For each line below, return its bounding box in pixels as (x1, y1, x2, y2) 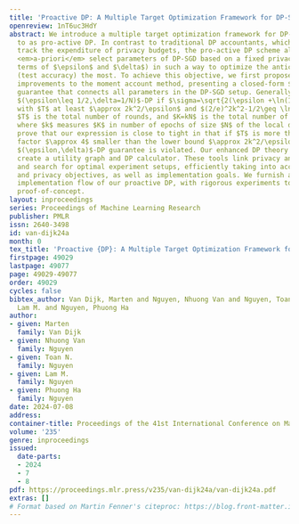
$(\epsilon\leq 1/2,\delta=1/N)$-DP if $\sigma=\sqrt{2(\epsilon (17, 95, 265, 105)
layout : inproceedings (9, 195, 93, 205)
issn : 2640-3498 (9, 220, 69, 229)
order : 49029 (9, 278, 58, 287)
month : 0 (9, 237, 42, 246)
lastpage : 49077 (9, 262, 69, 271)
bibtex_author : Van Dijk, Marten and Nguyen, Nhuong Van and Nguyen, (9, 295, 273, 304)
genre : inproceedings (9, 436, 90, 445)
